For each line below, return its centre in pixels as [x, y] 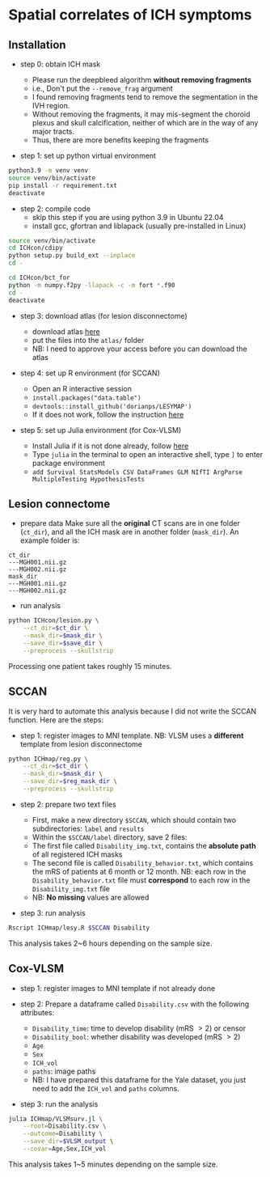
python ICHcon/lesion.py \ [54, 620]
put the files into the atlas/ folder [88, 340]
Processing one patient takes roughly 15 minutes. [90, 666]
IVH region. [51, 106]
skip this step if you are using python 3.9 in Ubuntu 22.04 [128, 217]
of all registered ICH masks [77, 854]
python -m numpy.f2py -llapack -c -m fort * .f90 [92, 285]
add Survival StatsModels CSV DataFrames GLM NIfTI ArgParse [137, 472]
